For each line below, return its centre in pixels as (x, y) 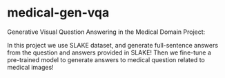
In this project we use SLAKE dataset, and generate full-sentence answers (113, 45)
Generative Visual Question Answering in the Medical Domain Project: (106, 32)
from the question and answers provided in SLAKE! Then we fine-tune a (109, 52)
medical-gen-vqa (58, 13)
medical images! (30, 67)
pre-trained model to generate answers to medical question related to (106, 59)
